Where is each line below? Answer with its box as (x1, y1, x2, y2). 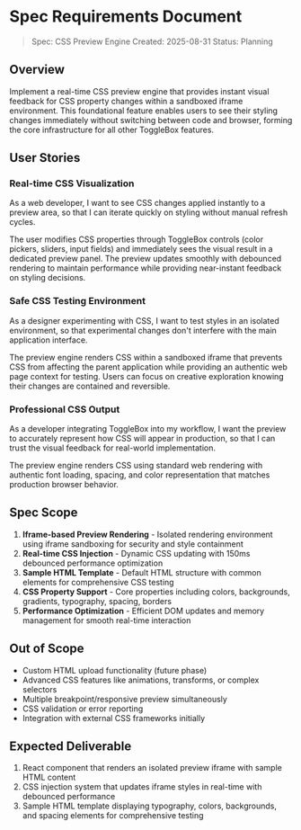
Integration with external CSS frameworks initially (22, 712, 206, 723)
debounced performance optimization (22, 558, 164, 568)
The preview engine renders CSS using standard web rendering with (9, 460, 263, 471)
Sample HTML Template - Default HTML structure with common (22, 567, 262, 577)
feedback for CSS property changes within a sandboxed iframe (9, 95, 243, 106)
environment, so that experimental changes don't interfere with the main (9, 325, 277, 335)
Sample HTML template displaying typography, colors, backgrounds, (22, 800, 277, 811)
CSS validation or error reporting (22, 703, 144, 714)
